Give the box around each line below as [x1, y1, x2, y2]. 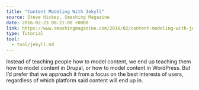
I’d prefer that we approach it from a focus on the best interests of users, [6, 70, 184, 78]
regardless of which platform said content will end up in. [6, 76, 143, 83]
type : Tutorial [6, 31, 44, 37]
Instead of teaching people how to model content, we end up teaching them [6, 57, 191, 65]
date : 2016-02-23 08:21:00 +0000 [6, 20, 89, 25]
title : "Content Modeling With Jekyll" [6, 8, 105, 15]
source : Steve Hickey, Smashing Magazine [6, 14, 110, 20]
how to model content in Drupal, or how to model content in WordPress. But [6, 64, 191, 71]
